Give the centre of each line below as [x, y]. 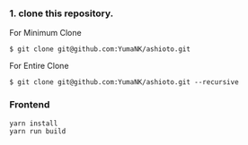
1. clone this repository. [62, 13]
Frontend [30, 105]
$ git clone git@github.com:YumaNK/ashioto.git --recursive [124, 82]
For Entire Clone [39, 66]
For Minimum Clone [46, 33]
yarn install [34, 124]
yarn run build [38, 131]
